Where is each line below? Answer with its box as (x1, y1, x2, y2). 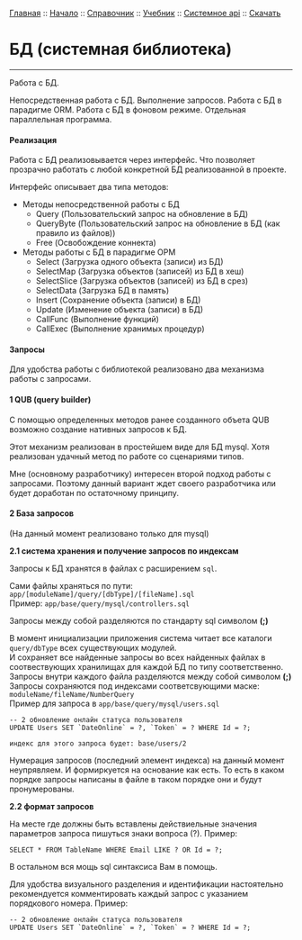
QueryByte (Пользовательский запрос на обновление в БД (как (35, 218, 280, 229)
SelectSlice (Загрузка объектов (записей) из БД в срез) (35, 276, 249, 286)
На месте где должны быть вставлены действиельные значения (9, 818, 258, 829)
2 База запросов (9, 508, 75, 519)
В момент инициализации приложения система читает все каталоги (9, 632, 272, 643)
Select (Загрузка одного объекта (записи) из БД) (35, 257, 224, 267)
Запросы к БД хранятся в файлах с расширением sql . (9, 563, 218, 574)
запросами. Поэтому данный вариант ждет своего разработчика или (9, 477, 277, 489)
